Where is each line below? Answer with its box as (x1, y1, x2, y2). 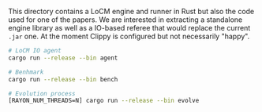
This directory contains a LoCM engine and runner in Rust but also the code (8, 7, 255, 16)
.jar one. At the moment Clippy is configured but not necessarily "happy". (8, 31, 250, 41)
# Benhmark (8, 68, 44, 76)
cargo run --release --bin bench (8, 75, 118, 83)
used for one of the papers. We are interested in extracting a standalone (8, 15, 243, 24)
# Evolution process (8, 89, 77, 97)
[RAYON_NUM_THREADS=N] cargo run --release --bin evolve (8, 97, 200, 105)
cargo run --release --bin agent (8, 54, 118, 62)
